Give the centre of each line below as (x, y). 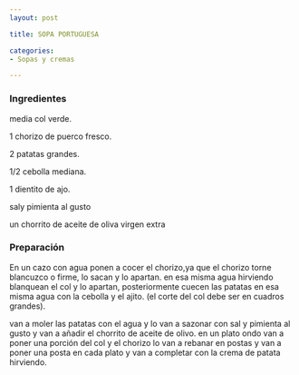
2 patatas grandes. (44, 153)
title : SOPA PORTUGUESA (54, 34)
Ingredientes (38, 99)
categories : (32, 51)
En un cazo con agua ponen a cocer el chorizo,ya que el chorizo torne (140, 267)
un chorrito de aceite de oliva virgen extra (87, 224)
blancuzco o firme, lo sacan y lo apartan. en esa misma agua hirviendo (141, 277)
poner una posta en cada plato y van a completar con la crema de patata (145, 352)
